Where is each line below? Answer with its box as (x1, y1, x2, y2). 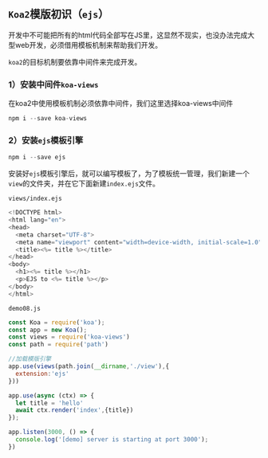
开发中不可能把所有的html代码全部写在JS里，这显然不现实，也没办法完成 (8, 30, 248, 40)
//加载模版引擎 (8, 355, 52, 363)
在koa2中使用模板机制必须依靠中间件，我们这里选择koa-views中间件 (8, 99, 234, 108)
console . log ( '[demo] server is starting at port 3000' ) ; (15, 436, 209, 444)
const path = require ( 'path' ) (8, 341, 109, 349)
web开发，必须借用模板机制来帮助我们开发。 (14, 40, 162, 49)
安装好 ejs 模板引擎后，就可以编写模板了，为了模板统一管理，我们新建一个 (8, 169, 250, 178)
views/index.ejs (8, 194, 62, 203)
